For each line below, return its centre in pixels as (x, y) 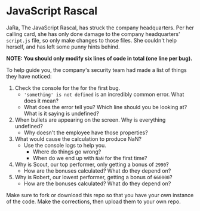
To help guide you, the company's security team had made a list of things (96, 70)
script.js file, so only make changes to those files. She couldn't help (92, 40)
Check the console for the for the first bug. (67, 88)
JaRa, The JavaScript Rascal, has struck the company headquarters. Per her (100, 28)
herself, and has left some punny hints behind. (63, 47)
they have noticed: (29, 76)
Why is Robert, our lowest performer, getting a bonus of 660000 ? (93, 177)
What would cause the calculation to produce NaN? (78, 138)
